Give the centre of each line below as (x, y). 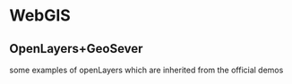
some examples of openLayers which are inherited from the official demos (146, 70)
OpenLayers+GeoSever (76, 49)
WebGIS (40, 16)
